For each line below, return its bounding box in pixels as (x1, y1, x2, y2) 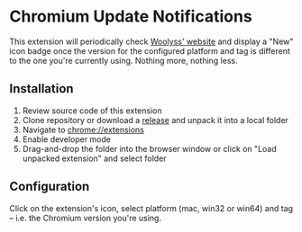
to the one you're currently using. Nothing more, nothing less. (9, 55, 238, 66)
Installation (9, 81, 74, 96)
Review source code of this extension (22, 105, 162, 116)
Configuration (9, 179, 90, 194)
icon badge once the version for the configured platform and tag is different (9, 45, 290, 56)
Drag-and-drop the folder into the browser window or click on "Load (22, 143, 277, 154)
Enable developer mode (22, 133, 111, 145)
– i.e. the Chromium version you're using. (9, 212, 162, 223)
